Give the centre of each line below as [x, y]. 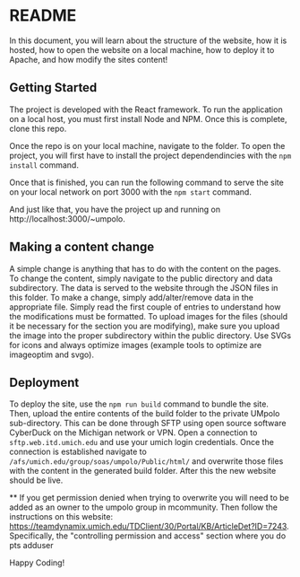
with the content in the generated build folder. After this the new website [143, 471]
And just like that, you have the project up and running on [115, 209]
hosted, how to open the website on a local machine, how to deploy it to [142, 49]
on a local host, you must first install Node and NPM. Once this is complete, [148, 118]
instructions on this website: [61, 517]
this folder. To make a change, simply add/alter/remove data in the [131, 297]
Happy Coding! [37, 563]
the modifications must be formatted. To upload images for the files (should [149, 316]
